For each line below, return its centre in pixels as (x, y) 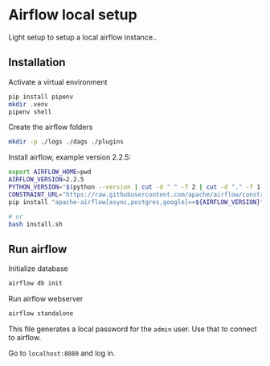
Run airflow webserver (46, 299)
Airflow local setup (73, 15)
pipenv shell (30, 112)
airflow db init (35, 284)
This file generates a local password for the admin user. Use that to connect (133, 329)
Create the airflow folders (51, 127)
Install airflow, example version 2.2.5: (70, 157)
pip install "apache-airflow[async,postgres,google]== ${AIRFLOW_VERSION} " (136, 202)
